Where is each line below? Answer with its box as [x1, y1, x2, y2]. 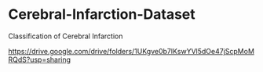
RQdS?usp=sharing [8, 55, 71, 64]
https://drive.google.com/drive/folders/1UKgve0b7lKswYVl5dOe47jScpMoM [8, 46, 255, 56]
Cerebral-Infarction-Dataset [8, 5, 196, 23]
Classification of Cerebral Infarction [8, 31, 123, 41]
